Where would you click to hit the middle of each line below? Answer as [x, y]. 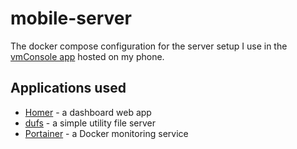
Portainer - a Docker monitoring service [106, 133]
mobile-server [71, 18]
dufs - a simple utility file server [90, 123]
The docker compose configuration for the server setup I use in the [149, 46]
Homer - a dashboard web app [88, 112]
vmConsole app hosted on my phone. [87, 56]
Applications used [68, 88]
